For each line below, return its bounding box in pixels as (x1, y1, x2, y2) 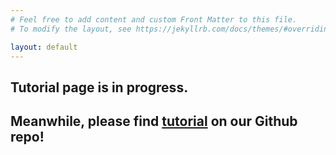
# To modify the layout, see (10, 24, 132, 34)
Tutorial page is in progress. (10, 79, 189, 96)
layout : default (10, 42, 78, 52)
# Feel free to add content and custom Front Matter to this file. (10, 14, 298, 25)
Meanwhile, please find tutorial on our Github (10, 113, 298, 130)
